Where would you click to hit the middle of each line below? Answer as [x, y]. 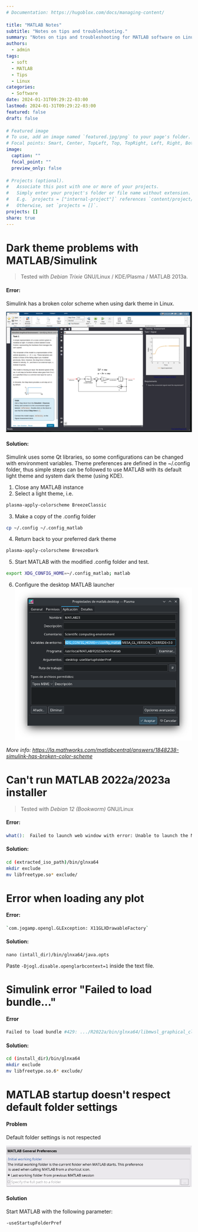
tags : [13, 56]
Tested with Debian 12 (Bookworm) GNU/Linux [77, 809]
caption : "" [26, 156]
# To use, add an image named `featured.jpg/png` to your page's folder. [99, 137]
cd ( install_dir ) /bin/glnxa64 [43, 1059]
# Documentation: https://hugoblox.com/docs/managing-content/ [85, 12]
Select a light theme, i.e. [44, 494]
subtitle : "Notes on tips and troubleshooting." [67, 31]
